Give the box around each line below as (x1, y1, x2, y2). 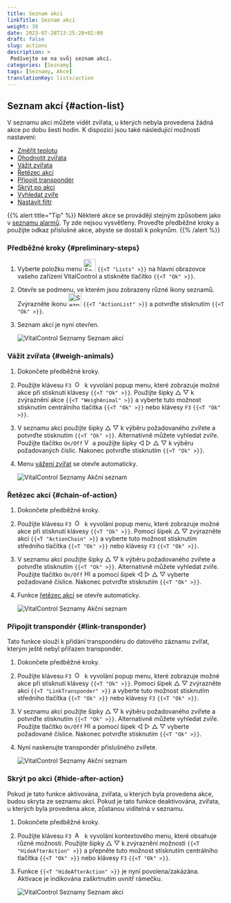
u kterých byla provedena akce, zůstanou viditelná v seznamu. (7, 804, 185, 812)
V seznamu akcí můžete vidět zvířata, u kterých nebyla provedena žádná (7, 118, 214, 127)
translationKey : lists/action (7, 74, 94, 82)
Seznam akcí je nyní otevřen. (17, 321, 99, 329)
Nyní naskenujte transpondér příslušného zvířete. (17, 743, 157, 752)
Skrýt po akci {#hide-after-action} (7, 774, 124, 783)
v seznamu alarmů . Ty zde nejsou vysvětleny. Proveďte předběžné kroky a (7, 218, 219, 227)
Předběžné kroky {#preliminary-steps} (7, 243, 140, 253)
